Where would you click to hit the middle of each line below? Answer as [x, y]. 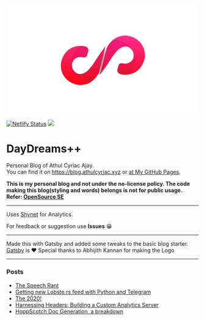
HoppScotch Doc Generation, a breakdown [69, 311]
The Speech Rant [37, 285]
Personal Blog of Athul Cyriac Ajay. [50, 166]
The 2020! [28, 298]
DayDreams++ [44, 149]
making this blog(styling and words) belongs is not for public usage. [95, 190]
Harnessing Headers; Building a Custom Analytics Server [87, 304]
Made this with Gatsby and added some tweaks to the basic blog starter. [97, 244]
